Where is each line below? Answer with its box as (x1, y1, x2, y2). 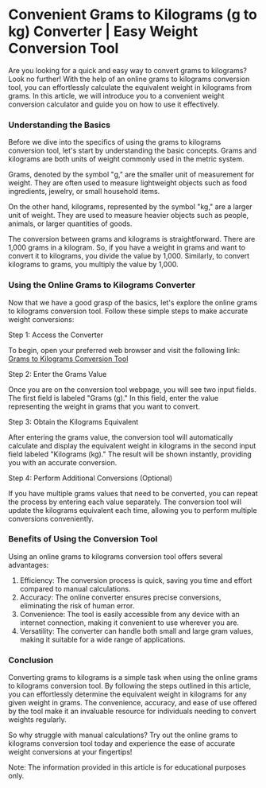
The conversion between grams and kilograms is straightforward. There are (8, 235, 256, 244)
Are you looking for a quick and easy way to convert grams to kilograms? (8, 65, 248, 75)
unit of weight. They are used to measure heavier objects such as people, (8, 211, 249, 220)
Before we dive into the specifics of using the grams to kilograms (8, 138, 222, 147)
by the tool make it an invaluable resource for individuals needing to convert (8, 706, 256, 716)
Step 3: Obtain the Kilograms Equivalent (8, 417, 139, 426)
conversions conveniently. (8, 514, 94, 523)
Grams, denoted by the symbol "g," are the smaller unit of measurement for (8, 169, 255, 180)
